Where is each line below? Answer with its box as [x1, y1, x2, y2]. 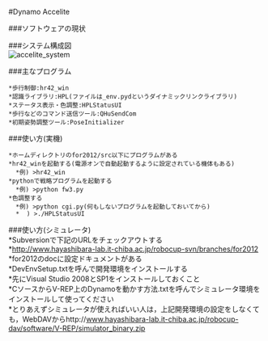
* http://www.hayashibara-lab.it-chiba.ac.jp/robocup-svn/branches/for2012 [8, 244, 259, 254]
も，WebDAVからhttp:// [8, 314, 87, 324]
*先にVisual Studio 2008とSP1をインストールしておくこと [8, 274, 201, 284]
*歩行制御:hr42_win [8, 84, 70, 92]
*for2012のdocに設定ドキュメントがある [8, 254, 143, 263]
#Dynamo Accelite [8, 7, 70, 16]
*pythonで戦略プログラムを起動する [8, 177, 113, 185]
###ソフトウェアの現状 [8, 23, 87, 33]
